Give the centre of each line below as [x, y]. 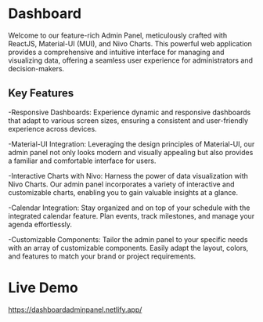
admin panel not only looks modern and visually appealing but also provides [131, 152]
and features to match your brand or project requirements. [102, 256]
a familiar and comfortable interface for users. [82, 161]
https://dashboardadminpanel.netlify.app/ [75, 309]
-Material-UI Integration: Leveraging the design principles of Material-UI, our [131, 144]
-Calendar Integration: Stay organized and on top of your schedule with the [129, 208]
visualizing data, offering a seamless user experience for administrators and [130, 60]
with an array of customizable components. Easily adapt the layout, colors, [128, 248]
